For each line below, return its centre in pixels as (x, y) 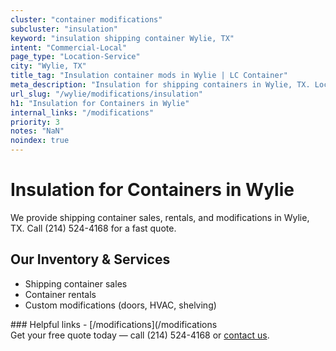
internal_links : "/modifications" (82, 112)
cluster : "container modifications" (86, 19)
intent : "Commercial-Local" (69, 47)
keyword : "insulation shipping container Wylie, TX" (122, 38)
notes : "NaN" (37, 131)
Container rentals (60, 294)
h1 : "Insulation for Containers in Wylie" (100, 103)
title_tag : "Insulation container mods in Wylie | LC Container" (149, 76)
